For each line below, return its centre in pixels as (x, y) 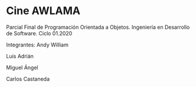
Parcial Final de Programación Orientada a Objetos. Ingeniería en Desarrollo (98, 27)
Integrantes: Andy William (37, 45)
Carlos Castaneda (28, 79)
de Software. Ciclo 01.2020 (39, 33)
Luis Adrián (20, 56)
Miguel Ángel (22, 67)
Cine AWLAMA (43, 11)
